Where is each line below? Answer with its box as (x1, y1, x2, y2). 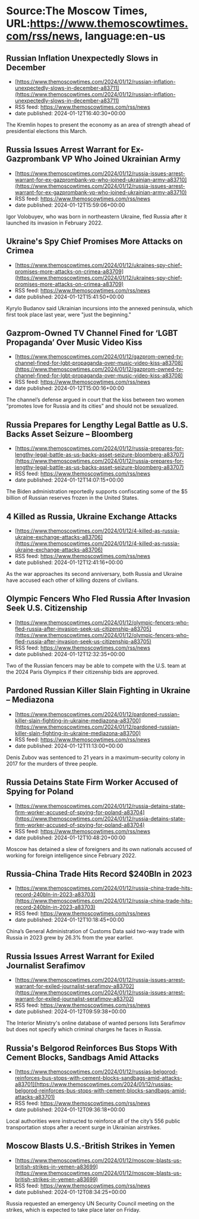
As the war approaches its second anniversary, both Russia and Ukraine (6, 571, 183, 578)
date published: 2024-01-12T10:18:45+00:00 (14, 916, 125, 924)
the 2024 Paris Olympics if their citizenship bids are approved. (6, 668, 159, 675)
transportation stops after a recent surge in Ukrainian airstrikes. (6, 1123, 162, 1130)
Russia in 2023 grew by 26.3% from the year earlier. (6, 934, 134, 941)
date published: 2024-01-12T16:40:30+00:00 (14, 110, 126, 116)
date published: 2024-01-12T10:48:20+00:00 (14, 834, 126, 841)
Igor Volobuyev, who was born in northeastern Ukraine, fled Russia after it (6, 213, 187, 220)
